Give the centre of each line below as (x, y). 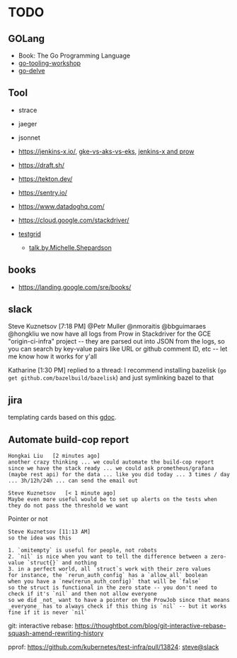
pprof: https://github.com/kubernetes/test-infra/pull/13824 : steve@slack (114, 647)
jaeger (28, 124)
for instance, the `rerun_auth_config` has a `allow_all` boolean (108, 576)
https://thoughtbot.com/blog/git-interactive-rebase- (150, 626)
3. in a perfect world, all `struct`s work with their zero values (110, 569)
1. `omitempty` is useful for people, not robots (83, 551)
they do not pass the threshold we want (69, 506)
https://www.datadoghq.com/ (61, 206)
